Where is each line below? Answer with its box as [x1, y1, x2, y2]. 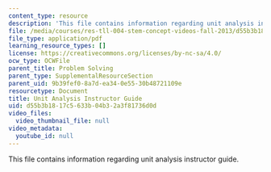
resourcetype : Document [8, 86, 89, 95]
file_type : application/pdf [8, 34, 103, 43]
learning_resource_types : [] [8, 42, 106, 50]
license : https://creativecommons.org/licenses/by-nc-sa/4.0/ [8, 49, 222, 57]
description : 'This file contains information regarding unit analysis [8, 19, 254, 27]
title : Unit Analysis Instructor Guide [8, 94, 143, 103]
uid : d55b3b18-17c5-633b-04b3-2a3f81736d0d [8, 102, 157, 110]
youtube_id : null [15, 132, 74, 140]
